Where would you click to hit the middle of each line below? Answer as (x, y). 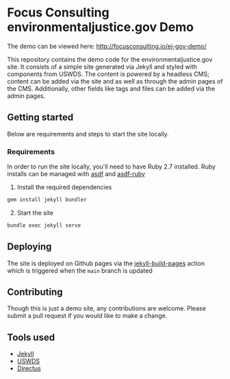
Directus (29, 369)
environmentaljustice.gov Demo (100, 27)
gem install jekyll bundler (47, 200)
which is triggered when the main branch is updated (80, 270)
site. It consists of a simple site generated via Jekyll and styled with (102, 66)
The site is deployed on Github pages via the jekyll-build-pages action (106, 263)
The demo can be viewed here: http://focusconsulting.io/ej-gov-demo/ (107, 46)
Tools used (31, 337)
